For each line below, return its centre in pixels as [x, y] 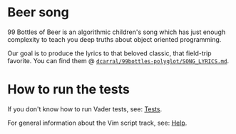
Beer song [38, 12]
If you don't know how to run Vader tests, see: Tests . [85, 109]
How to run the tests [68, 90]
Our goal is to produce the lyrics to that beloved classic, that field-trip [109, 53]
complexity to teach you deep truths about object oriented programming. [114, 39]
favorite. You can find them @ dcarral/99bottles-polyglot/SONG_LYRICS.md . [118, 60]
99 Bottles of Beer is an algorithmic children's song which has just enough [117, 32]
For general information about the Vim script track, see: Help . [97, 123]
